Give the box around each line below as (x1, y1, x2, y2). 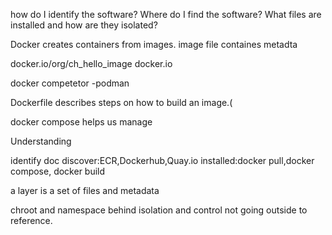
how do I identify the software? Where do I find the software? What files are (10, 9, 322, 20)
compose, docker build (10, 165, 106, 177)
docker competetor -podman (10, 77, 130, 89)
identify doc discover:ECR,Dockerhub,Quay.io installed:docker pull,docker (10, 155, 315, 166)
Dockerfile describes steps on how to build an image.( (10, 97, 233, 108)
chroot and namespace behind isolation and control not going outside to (10, 204, 308, 216)
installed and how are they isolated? (10, 19, 158, 31)
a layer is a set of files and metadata (10, 185, 160, 196)
